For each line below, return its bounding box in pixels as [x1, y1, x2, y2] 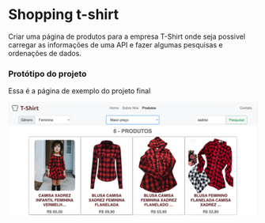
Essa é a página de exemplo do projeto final [8, 86, 151, 96]
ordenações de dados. [8, 48, 81, 58]
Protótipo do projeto [8, 68, 87, 79]
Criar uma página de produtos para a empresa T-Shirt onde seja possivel [8, 32, 246, 41]
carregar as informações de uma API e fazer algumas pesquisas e [8, 40, 223, 49]
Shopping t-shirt [8, 6, 119, 24]
